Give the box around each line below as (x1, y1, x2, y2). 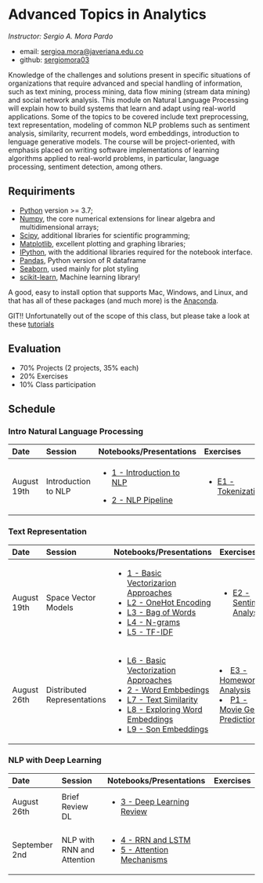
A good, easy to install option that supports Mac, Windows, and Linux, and (8, 287, 248, 297)
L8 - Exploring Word (127, 704, 203, 715)
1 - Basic (127, 567, 162, 578)
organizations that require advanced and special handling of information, (8, 78, 243, 88)
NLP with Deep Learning (8, 755, 102, 766)
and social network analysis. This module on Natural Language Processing (8, 95, 249, 104)
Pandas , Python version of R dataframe (19, 255, 146, 265)
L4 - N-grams (127, 616, 181, 627)
